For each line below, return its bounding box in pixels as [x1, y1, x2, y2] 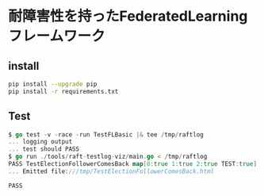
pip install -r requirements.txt [8, 87, 119, 95]
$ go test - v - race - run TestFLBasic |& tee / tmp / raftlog [8, 130, 204, 139]
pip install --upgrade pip [8, 80, 98, 88]
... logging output [8, 138, 73, 146]
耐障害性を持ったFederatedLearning [8, 7, 248, 25]
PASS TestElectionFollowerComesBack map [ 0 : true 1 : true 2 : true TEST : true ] [8, 160, 258, 168]
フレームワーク [8, 27, 105, 45]
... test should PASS [8, 145, 80, 153]
